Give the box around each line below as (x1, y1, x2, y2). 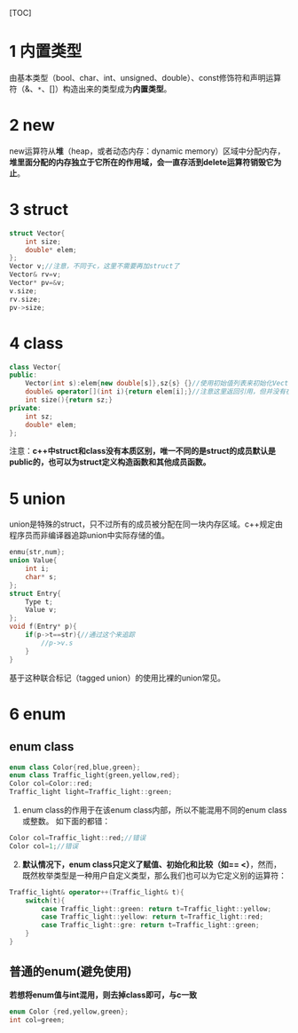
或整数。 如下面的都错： (21, 816, 111, 827)
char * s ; (25, 572, 58, 581)
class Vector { (9, 362, 62, 371)
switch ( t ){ (25, 896, 66, 905)
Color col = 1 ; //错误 (9, 841, 79, 851)
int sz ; (25, 412, 53, 421)
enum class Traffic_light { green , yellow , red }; (9, 771, 180, 780)
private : (9, 403, 42, 412)
